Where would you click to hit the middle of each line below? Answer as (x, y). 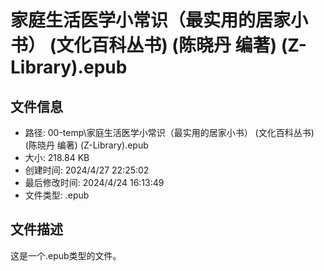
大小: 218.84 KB (57, 157)
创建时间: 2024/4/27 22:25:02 (87, 170)
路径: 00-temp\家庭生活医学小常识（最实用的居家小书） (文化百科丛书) (169, 132)
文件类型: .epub (57, 195)
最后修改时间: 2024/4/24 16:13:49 (94, 182)
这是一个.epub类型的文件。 (66, 255)
